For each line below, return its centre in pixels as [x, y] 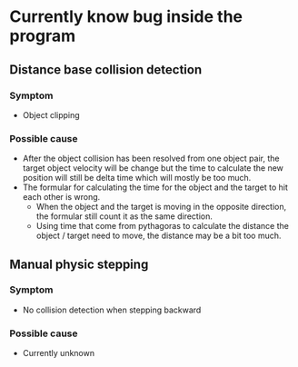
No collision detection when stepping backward [112, 310]
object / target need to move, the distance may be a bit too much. [159, 236]
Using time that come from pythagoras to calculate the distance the [162, 226]
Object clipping [51, 114]
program [43, 36]
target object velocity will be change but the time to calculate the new [153, 168]
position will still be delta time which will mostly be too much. [137, 178]
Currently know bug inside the [126, 17]
